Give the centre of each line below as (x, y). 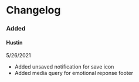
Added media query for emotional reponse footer (74, 73)
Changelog (33, 10)
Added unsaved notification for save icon (64, 67)
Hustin (14, 42)
